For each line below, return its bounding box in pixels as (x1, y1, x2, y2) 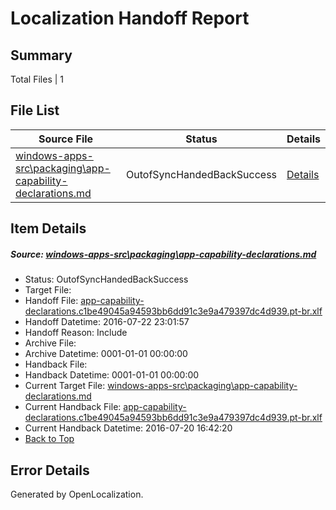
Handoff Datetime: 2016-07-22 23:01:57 (24, 316, 190, 328)
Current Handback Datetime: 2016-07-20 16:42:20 (24, 422, 233, 434)
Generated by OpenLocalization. (10, 488, 144, 500)
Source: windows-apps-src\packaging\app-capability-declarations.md (10, 248, 317, 260)
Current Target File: (24, 380, 106, 392)
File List (10, 102, 60, 119)
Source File (38, 132, 94, 146)
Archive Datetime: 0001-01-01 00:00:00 (24, 348, 188, 360)
